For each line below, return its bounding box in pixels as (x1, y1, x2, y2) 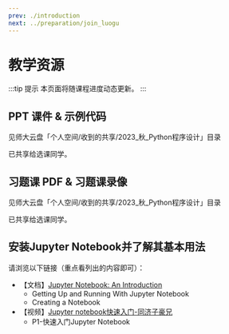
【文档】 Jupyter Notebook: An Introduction (19, 280, 163, 289)
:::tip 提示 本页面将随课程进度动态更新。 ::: (8, 84, 147, 93)
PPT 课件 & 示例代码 (8, 109, 107, 123)
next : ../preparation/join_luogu (8, 19, 120, 27)
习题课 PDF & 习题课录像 (8, 175, 128, 189)
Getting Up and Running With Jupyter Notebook (31, 288, 190, 298)
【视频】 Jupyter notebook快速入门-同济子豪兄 (19, 307, 173, 316)
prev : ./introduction (8, 11, 81, 20)
